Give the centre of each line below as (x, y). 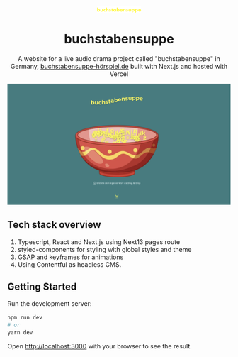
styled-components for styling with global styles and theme (104, 249)
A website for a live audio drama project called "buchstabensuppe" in (119, 59)
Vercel (119, 74)
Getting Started (42, 286)
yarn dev (20, 333)
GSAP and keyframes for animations (70, 257)
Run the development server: (50, 304)
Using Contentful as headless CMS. (69, 264)
